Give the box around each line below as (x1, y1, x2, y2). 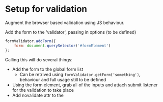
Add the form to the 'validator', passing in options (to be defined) (5, 29, 136, 35)
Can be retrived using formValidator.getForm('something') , (19, 71, 141, 77)
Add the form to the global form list (12, 66, 83, 72)
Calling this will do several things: (5, 56, 73, 62)
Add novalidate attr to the (12, 92, 64, 98)
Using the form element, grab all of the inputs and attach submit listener (12, 82, 158, 88)
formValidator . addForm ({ (5, 38, 56, 44)
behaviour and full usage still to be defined (19, 76, 107, 82)
